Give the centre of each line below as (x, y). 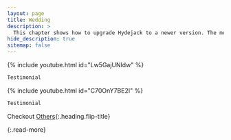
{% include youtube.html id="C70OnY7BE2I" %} (75, 91)
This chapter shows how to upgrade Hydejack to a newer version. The (115, 33)
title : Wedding (29, 20)
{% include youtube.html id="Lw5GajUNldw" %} (76, 65)
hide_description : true (41, 39)
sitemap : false (29, 45)
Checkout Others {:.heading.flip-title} (59, 116)
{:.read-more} (26, 129)
